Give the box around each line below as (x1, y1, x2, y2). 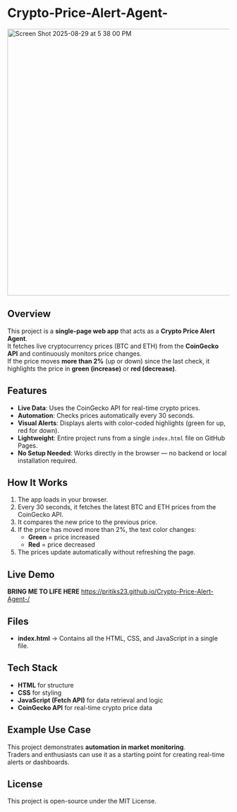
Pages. (17, 441, 38, 450)
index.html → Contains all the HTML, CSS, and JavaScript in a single (17, 634, 219, 642)
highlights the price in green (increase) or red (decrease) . (7, 364, 177, 373)
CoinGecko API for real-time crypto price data (17, 703, 153, 712)
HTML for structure (17, 680, 74, 689)
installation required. (17, 456, 78, 465)
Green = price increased (28, 533, 100, 542)
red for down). (17, 426, 60, 434)
